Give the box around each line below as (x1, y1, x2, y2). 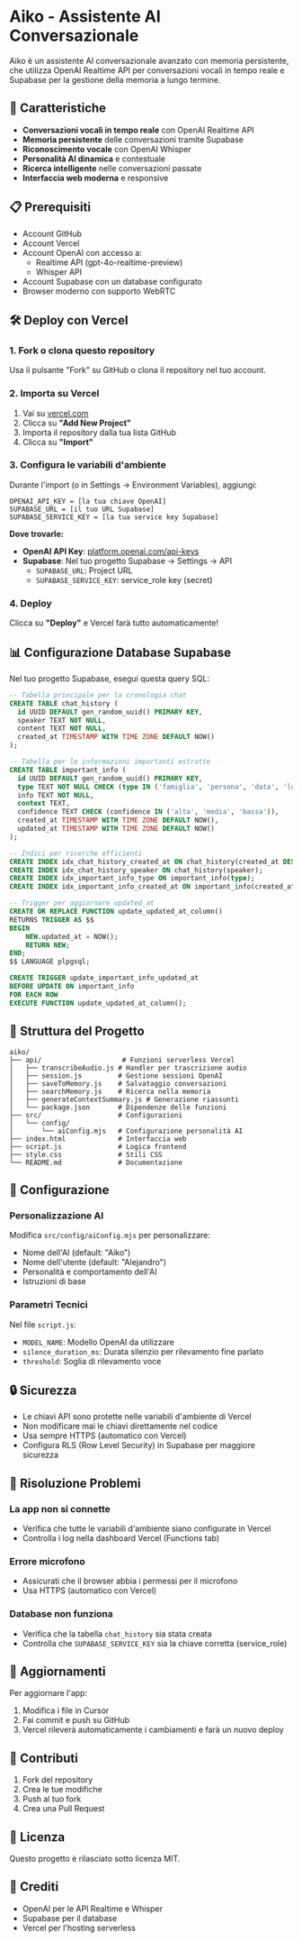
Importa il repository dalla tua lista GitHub (22, 426, 177, 438)
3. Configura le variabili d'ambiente (9, 459, 166, 471)
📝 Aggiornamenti (9, 1664, 106, 1679)
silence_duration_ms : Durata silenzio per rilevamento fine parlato (22, 1345, 264, 1357)
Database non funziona (9, 1608, 114, 1620)
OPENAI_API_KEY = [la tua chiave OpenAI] (9, 497, 167, 506)
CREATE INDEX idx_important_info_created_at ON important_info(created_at (9, 882, 296, 891)
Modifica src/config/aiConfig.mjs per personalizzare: (9, 1230, 211, 1241)
